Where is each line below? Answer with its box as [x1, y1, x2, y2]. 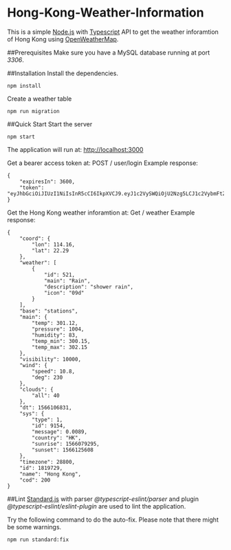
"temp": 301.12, [32, 320, 78, 326]
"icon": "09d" [43, 289, 85, 296]
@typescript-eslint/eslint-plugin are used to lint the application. [7, 502, 186, 510]
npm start [7, 133, 36, 140]
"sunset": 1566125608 [32, 446, 94, 453]
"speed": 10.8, [32, 368, 76, 375]
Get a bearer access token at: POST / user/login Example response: [7, 159, 198, 167]
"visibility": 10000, [19, 355, 81, 363]
